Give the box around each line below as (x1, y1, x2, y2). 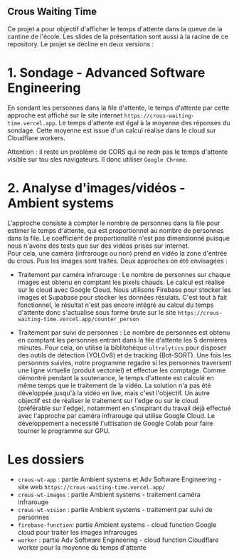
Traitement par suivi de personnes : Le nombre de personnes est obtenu (17, 328, 230, 337)
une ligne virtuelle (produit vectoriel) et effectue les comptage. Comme (17, 366, 226, 375)
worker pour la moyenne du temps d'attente (17, 543, 147, 551)
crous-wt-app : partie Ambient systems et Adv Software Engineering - (17, 475, 222, 484)
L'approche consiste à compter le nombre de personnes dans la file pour (7, 219, 221, 227)
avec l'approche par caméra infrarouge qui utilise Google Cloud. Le (17, 411, 216, 419)
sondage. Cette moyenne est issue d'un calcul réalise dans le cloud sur (7, 126, 216, 135)
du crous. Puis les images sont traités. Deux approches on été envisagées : (7, 256, 228, 265)
